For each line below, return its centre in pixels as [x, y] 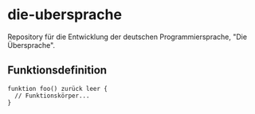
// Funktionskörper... [52, 96]
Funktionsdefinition [57, 71]
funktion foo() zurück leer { [58, 88]
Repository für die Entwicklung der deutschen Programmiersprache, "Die [127, 37]
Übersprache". [31, 45]
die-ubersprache [65, 15]
